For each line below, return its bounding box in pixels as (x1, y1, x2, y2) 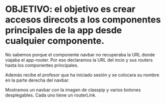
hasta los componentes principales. (5, 62, 78, 68)
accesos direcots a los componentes (5, 14, 161, 25)
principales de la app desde (5, 25, 122, 36)
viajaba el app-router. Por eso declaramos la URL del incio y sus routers (5, 57, 153, 63)
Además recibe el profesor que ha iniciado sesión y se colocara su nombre (5, 72, 159, 78)
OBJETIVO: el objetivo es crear (5, 3, 136, 15)
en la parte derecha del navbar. (5, 77, 70, 83)
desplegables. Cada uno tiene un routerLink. (5, 92, 96, 98)
